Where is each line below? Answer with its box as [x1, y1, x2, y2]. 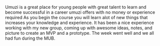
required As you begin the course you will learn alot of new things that [5, 15, 148, 20]
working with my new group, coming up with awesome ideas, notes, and [5, 25, 153, 31]
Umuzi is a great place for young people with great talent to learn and [5, 4, 147, 10]
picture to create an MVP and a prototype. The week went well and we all [5, 30, 154, 36]
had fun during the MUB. [5, 35, 55, 41]
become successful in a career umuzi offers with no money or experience [5, 9, 156, 15]
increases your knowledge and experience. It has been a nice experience [5, 20, 155, 25]
